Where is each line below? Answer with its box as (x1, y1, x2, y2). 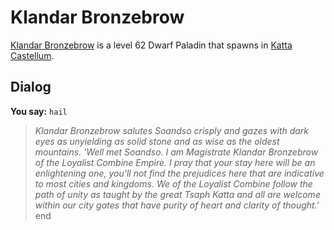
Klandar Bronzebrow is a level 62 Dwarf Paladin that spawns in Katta (10, 39, 293, 51)
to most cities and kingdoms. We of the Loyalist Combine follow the (34, 177, 313, 190)
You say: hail (10, 105, 68, 117)
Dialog (10, 79, 52, 96)
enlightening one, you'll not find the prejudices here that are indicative (34, 167, 325, 179)
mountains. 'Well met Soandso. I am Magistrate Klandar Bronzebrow (34, 146, 319, 158)
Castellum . (10, 49, 55, 61)
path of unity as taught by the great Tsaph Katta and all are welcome (34, 188, 321, 200)
